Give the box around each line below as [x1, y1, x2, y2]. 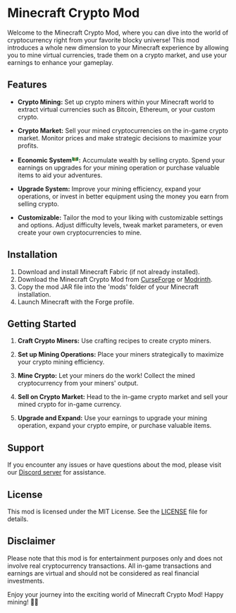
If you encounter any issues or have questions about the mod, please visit [7, 460, 222, 469]
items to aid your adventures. [17, 171, 103, 179]
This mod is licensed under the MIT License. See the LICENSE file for [7, 507, 208, 516]
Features [7, 79, 47, 91]
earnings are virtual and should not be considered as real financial [7, 569, 199, 577]
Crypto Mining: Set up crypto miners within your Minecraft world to [17, 97, 215, 106]
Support [7, 441, 44, 453]
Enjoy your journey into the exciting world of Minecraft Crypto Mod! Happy [7, 590, 224, 598]
